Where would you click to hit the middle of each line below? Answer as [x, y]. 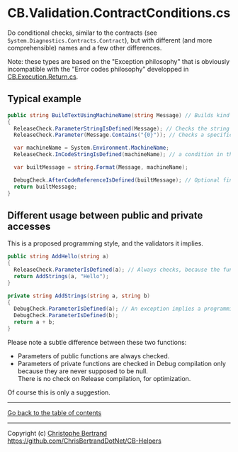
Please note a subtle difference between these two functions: [97, 342]
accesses [29, 226]
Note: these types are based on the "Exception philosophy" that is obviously [119, 61]
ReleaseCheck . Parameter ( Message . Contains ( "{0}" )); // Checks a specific [123, 135]
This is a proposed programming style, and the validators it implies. [106, 243]
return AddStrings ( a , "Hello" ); [62, 276]
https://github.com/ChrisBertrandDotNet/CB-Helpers [84, 441]
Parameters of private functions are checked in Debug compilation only [122, 363]
